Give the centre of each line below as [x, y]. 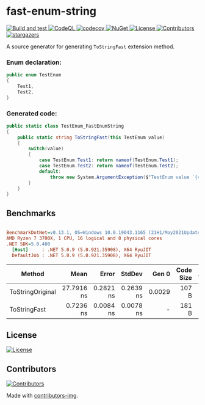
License [22, 335]
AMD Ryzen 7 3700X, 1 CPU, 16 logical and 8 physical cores [85, 238]
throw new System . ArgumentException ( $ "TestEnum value [120, 177]
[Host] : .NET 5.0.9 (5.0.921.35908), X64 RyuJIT [81, 250]
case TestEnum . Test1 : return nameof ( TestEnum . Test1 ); [109, 160]
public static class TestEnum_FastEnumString [65, 126]
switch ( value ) [46, 149]
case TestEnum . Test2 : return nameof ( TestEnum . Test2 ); [109, 166]
